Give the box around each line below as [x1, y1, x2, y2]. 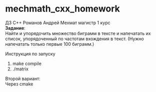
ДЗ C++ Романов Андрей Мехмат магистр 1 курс [5, 20, 110, 26]
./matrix [12, 66, 29, 72]
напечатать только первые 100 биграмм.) [5, 41, 94, 47]
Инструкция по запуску [5, 51, 56, 57]
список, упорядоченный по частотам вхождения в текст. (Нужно [5, 36, 144, 42]
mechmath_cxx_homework [5, 3, 120, 15]
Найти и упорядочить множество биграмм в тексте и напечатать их [5, 30, 151, 36]
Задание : [5, 25, 26, 31]
